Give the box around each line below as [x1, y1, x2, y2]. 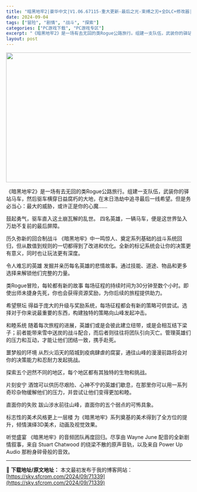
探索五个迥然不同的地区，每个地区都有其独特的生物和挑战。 [6, 369, 150, 375]
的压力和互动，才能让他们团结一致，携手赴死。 [6, 337, 119, 343]
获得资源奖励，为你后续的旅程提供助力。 [67, 290, 165, 296]
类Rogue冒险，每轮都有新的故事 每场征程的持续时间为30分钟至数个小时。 [6, 282, 184, 289]
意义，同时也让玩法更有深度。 [11, 250, 83, 257]
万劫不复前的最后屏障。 [6, 222, 63, 230]
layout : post [6, 36, 38, 42]
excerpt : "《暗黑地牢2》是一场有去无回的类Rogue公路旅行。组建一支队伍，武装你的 [6, 31, 184, 36]
